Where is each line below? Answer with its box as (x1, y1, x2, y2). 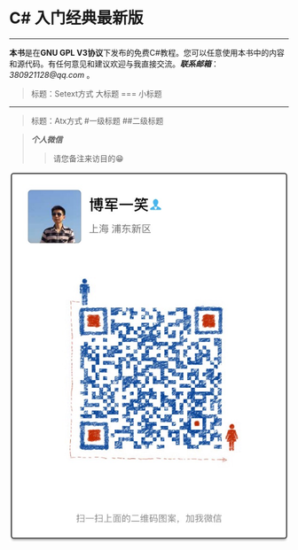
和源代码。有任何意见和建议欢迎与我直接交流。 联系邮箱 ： (9, 58, 219, 69)
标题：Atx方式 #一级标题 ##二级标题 (30, 115, 164, 126)
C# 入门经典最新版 (9, 8, 144, 28)
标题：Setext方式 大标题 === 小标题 (30, 88, 162, 98)
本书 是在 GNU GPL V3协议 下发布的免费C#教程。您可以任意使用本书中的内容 (9, 47, 286, 58)
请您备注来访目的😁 (52, 152, 124, 164)
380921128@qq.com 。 (9, 69, 95, 80)
